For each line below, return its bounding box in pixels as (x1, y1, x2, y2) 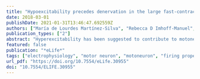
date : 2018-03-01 (6, 14, 49, 20)
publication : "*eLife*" (6, 48, 65, 53)
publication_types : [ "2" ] (6, 31, 70, 37)
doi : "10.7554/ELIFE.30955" (6, 64, 76, 70)
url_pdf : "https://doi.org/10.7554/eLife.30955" (6, 58, 129, 64)
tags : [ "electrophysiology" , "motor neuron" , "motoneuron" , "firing (6, 53, 180, 59)
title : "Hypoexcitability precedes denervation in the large (6, 8, 161, 15)
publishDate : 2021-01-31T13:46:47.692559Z (6, 20, 113, 26)
